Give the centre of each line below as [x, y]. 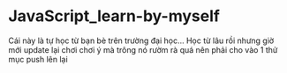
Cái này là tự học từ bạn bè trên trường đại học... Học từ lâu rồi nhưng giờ [141, 40]
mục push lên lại [38, 59]
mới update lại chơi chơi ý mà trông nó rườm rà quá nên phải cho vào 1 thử [143, 49]
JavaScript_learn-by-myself [114, 16]
